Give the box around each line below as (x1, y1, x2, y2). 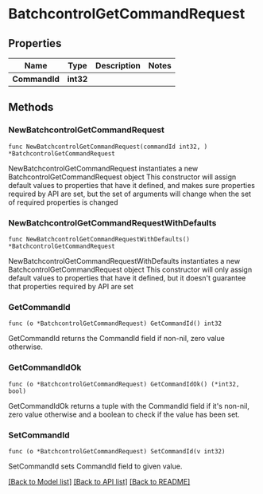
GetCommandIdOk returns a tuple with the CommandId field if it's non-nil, (8, 401, 250, 410)
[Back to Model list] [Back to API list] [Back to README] (8, 476, 191, 486)
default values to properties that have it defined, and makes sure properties (8, 180, 256, 190)
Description (95, 61, 141, 71)
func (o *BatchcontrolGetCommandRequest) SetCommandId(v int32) (8, 447, 226, 455)
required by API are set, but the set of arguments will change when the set (8, 189, 252, 198)
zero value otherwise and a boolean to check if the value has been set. (8, 410, 240, 419)
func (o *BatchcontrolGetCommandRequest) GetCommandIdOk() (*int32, (8, 380, 240, 388)
